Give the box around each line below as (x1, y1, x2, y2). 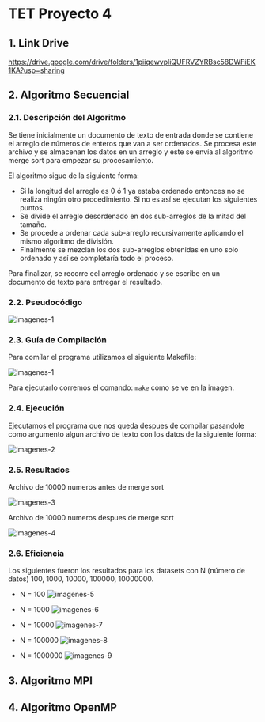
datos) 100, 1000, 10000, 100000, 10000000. (8, 574, 154, 584)
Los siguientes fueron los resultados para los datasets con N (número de (8, 566, 245, 576)
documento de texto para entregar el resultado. (8, 277, 163, 286)
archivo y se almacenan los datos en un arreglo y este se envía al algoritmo (8, 147, 254, 157)
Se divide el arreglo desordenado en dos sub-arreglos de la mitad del (19, 211, 247, 221)
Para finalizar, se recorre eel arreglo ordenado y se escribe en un (8, 268, 220, 278)
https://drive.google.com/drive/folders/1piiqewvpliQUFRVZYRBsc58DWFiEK (8, 57, 256, 66)
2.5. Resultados (8, 464, 70, 475)
